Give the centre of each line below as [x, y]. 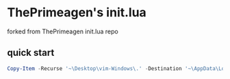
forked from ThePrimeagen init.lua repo [63, 31]
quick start [31, 53]
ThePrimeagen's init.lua [77, 13]
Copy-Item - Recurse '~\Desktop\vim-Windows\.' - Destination [95, 68]
